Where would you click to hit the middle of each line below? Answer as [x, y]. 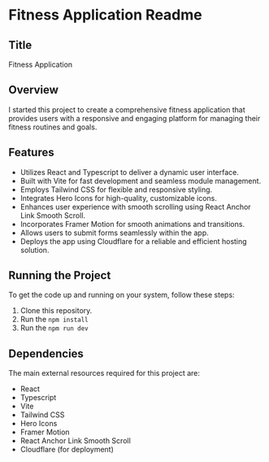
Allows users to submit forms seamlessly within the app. [114, 233]
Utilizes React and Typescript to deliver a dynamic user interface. [130, 172]
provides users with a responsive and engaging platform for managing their [134, 118]
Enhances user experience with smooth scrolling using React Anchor [135, 207]
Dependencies [46, 353]
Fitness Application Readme [105, 15]
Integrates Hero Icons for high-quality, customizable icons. [118, 198]
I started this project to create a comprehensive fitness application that [127, 109]
